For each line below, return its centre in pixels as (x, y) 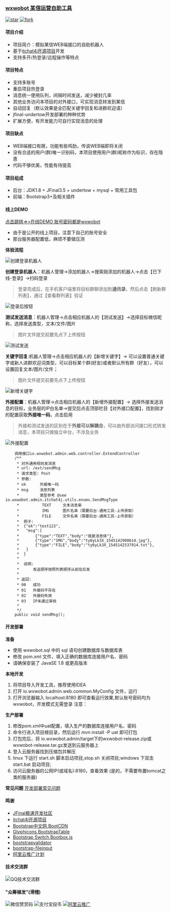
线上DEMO (17, 209)
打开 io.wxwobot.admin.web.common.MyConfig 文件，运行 (75, 691)
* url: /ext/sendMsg (38, 468)
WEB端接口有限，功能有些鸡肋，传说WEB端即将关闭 (68, 146)
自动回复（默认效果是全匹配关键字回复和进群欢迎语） (69, 108)
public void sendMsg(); (40, 615)
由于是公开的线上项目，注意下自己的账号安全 (60, 232)
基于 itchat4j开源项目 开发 (39, 51)
